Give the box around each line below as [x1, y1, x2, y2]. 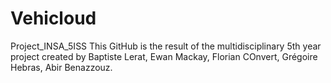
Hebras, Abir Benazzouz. [10, 61, 113, 73]
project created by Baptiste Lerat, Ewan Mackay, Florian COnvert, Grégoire [10, 50, 318, 62]
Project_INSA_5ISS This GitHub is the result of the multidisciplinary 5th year [10, 40, 322, 52]
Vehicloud [10, 7, 97, 30]
